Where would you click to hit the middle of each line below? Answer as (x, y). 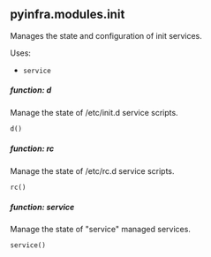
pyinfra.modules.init (68, 15)
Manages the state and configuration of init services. (106, 35)
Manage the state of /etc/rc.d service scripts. (92, 170)
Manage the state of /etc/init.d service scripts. (94, 112)
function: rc (32, 148)
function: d (31, 90)
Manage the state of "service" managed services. (100, 230)
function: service (42, 208)
